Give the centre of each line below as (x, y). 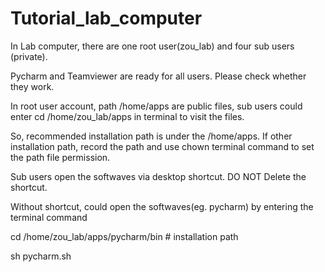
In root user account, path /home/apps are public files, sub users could (156, 106)
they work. (32, 86)
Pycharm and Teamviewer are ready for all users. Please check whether (158, 76)
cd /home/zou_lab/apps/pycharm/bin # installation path (124, 236)
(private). (29, 56)
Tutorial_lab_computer (106, 18)
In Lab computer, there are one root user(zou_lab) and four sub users (152, 46)
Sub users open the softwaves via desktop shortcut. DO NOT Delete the (158, 176)
